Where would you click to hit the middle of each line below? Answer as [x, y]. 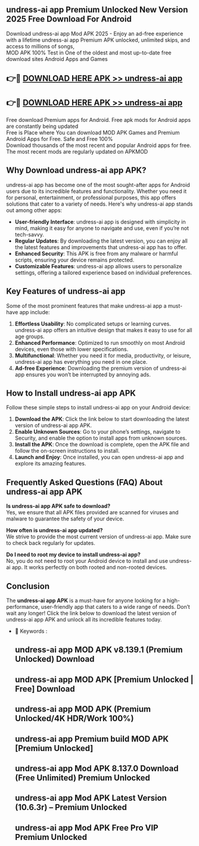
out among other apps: [34, 210]
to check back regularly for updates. [51, 543]
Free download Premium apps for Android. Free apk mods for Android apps [99, 120]
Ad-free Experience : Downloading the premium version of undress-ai [100, 368]
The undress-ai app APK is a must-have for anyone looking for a [86, 600]
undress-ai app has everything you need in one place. [81, 361]
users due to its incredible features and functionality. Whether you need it [96, 191]
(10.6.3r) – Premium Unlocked [71, 807]
